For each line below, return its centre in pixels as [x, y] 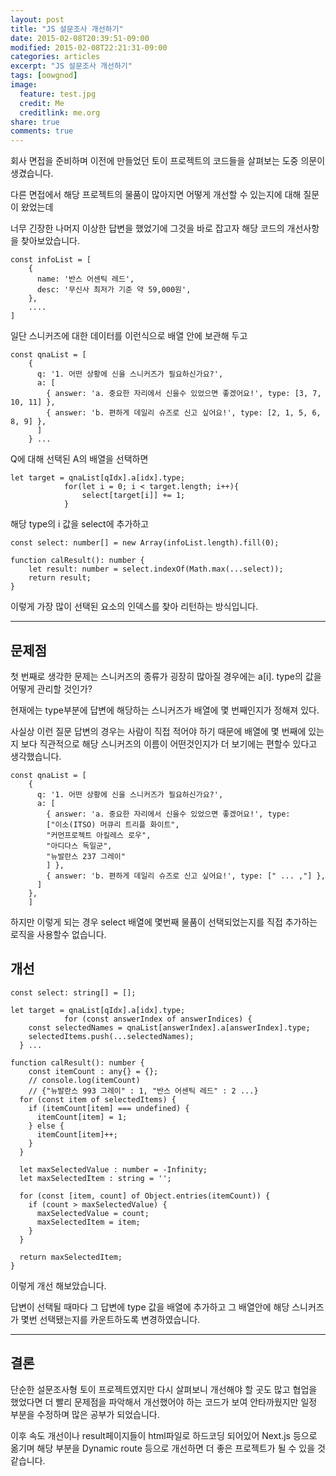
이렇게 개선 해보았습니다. [58, 1285]
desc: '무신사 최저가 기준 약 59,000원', [114, 290]
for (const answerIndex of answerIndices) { [158, 1019]
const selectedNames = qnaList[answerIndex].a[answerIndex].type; [169, 1027]
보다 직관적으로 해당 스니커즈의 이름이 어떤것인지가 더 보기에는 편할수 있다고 [169, 743]
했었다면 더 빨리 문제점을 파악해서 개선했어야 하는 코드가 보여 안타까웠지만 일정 [164, 1402]
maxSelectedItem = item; [88, 1222]
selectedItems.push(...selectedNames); [111, 1036]
